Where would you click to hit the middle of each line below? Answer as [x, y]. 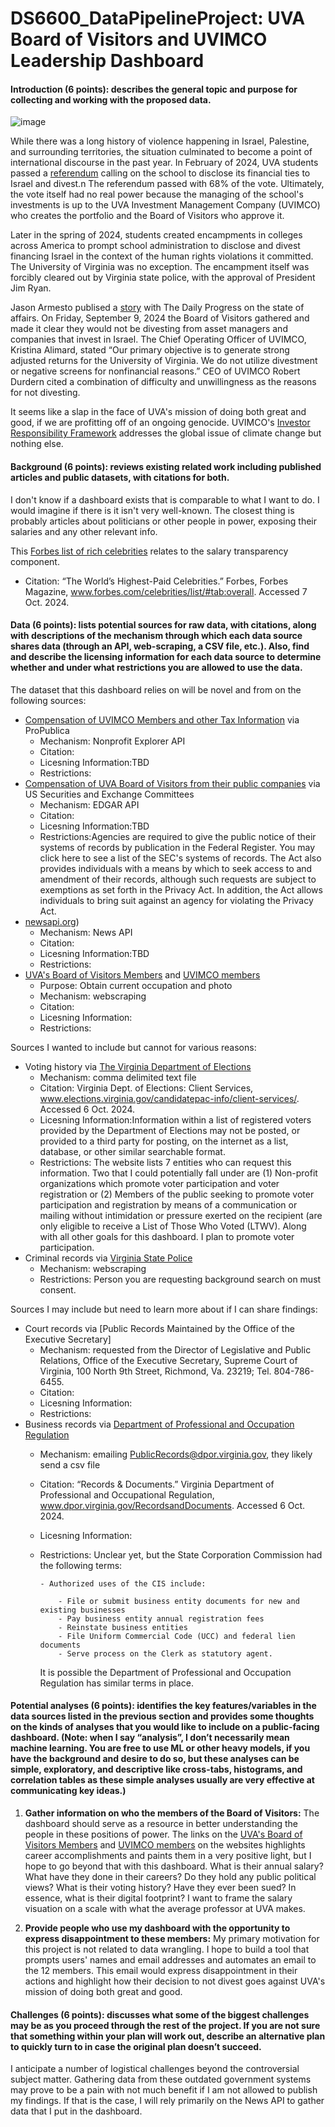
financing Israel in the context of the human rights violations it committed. [162, 256]
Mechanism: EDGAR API [89, 804]
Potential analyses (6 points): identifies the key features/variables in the [163, 1706]
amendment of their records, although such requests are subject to [178, 879]
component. [35, 561]
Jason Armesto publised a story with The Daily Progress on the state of [157, 308]
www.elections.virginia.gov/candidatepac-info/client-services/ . [169, 1098]
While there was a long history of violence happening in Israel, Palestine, [160, 141]
